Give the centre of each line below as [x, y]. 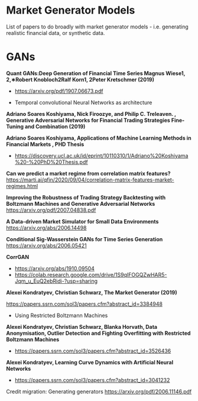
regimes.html [22, 186]
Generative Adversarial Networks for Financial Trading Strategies [88, 120]
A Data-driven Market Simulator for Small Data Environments [82, 221]
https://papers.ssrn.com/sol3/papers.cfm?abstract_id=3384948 [84, 304]
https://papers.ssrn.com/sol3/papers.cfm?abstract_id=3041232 [92, 380]
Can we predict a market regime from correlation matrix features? [88, 173]
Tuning [15, 126]
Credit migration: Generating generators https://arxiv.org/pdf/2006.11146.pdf [99, 392]
